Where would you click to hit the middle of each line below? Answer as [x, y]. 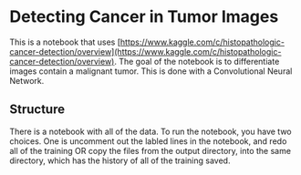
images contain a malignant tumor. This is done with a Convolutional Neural [151, 71]
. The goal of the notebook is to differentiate [197, 61]
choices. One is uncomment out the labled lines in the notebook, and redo [148, 141]
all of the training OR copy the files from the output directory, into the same [150, 150]
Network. [27, 80]
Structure [37, 110]
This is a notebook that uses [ [65, 42]
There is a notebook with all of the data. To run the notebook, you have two [150, 131]
